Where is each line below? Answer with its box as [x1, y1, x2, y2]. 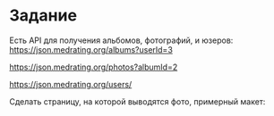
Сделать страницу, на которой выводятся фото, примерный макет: [9, 95, 266, 107]
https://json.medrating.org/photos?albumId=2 [9, 62, 178, 72]
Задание [9, 5, 78, 26]
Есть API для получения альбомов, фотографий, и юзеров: [9, 35, 234, 46]
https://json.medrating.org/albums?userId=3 [9, 44, 173, 54]
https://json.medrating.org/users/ [9, 79, 133, 89]
